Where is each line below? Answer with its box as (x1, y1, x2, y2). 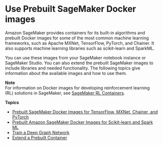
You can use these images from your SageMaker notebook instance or (5, 54, 147, 60)
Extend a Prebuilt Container (12, 135, 67, 141)
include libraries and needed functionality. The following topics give (5, 65, 141, 71)
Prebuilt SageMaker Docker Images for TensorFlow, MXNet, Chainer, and (12, 109, 158, 115)
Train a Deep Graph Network (12, 129, 70, 135)
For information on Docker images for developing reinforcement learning (5, 85, 150, 91)
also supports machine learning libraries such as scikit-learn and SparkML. (5, 45, 155, 51)
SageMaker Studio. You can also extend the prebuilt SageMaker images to (5, 60, 154, 66)
